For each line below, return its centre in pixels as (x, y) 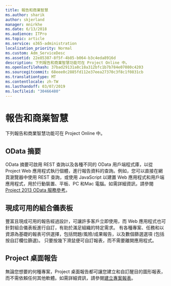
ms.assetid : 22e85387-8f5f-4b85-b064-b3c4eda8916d (61, 58)
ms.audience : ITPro (26, 34)
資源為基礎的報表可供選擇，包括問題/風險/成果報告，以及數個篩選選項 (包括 (85, 234)
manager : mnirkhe (24, 24)
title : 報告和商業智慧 (27, 10)
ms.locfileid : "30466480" (33, 91)
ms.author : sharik (25, 15)
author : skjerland (25, 20)
